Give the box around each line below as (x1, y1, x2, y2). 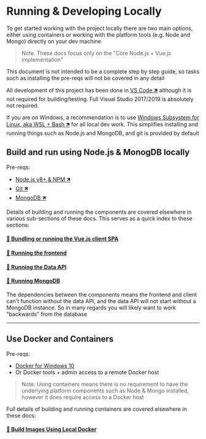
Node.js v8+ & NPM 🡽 (15, 176, 71, 183)
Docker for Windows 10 (15, 362, 75, 369)
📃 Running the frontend (6, 249, 67, 257)
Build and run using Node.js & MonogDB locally (6, 147, 190, 157)
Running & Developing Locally (6, 4, 162, 18)
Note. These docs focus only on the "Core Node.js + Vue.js (21, 49, 172, 56)
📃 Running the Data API (6, 263, 67, 271)
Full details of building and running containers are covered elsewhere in (6, 405, 187, 413)
